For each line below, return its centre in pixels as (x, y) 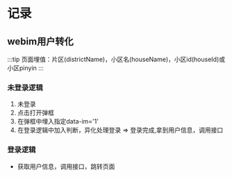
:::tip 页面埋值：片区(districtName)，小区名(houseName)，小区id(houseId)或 (116, 59)
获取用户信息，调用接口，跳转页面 (66, 166)
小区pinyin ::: (25, 68)
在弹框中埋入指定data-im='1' (58, 121)
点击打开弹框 (35, 113)
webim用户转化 (41, 41)
